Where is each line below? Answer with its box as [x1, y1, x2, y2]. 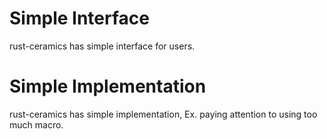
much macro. [9, 118, 64, 131]
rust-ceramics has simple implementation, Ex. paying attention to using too [9, 108, 318, 120]
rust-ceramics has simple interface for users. [9, 40, 196, 52]
